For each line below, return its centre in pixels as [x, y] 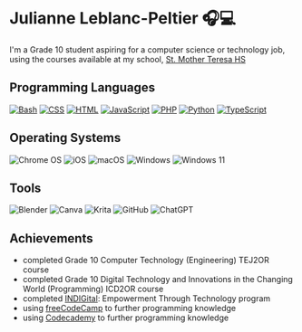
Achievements [51, 238]
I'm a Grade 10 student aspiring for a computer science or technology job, [147, 49]
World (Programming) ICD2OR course [93, 289]
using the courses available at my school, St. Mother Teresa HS [128, 59]
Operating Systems [65, 138]
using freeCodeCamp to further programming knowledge [129, 308]
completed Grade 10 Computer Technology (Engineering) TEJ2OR [146, 261]
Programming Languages [83, 88]
